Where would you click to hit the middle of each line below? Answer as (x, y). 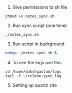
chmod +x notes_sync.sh (30, 16)
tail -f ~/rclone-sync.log (33, 76)
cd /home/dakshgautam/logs (33, 72)
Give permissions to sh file (40, 7)
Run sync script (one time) (40, 25)
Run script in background (38, 44)
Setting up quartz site (34, 85)
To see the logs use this (37, 62)
